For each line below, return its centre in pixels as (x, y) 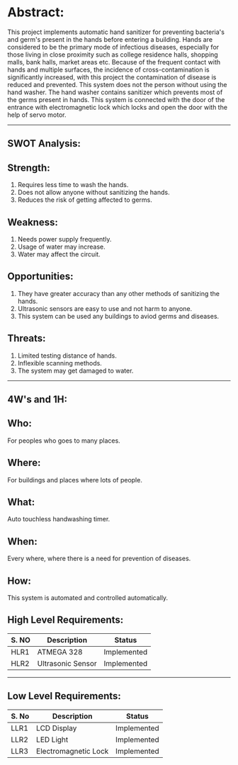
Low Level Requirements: (64, 696)
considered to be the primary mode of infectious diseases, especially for (113, 47)
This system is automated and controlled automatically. (88, 598)
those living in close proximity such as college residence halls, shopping (113, 55)
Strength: (29, 168)
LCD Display (57, 728)
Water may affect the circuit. (59, 254)
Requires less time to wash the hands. (73, 185)
